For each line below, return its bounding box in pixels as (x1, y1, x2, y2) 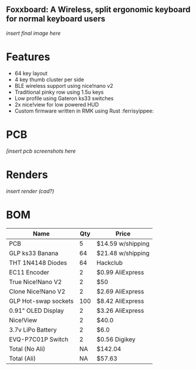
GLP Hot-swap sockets (9, 297, 74, 305)
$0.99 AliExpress (96, 268, 144, 276)
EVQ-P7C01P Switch (9, 335, 69, 343)
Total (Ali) (9, 354, 36, 362)
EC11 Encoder (9, 268, 50, 276)
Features (6, 50, 50, 64)
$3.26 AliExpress (96, 306, 144, 315)
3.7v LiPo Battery (9, 325, 57, 333)
